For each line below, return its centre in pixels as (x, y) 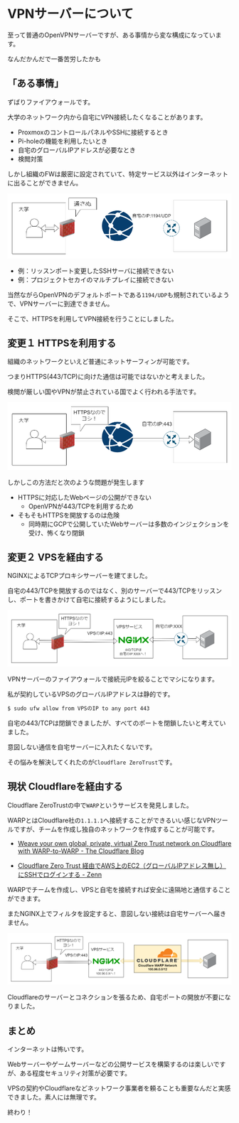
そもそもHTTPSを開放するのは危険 (68, 515)
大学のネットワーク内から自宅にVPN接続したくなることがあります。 (107, 117)
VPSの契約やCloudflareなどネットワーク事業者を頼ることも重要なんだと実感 (119, 1088)
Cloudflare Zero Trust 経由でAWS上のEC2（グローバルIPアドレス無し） (122, 865)
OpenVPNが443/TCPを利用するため (81, 506)
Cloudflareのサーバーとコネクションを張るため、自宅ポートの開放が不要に (116, 997)
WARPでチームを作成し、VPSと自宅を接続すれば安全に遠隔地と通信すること (119, 889)
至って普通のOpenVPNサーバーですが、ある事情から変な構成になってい (111, 35)
